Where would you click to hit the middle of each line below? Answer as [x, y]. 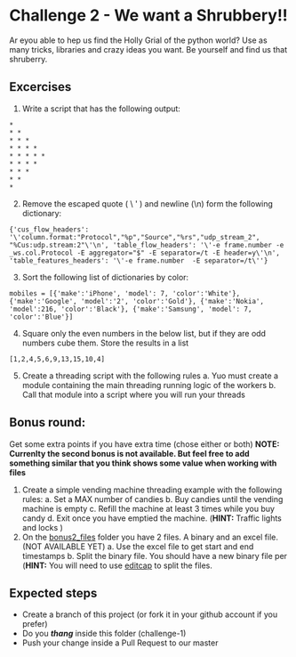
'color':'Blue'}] [41, 317]
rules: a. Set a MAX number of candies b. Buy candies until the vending [152, 499]
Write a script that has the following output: [101, 109]
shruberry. [28, 59]
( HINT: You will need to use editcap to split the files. [117, 565]
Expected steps [53, 593]
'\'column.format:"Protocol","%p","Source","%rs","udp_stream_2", [135, 237]
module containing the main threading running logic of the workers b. [149, 385]
